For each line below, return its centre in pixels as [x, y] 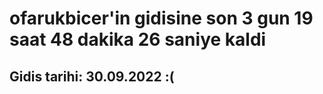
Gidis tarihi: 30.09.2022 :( [92, 76]
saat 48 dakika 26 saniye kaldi [138, 39]
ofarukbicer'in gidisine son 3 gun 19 [161, 18]
